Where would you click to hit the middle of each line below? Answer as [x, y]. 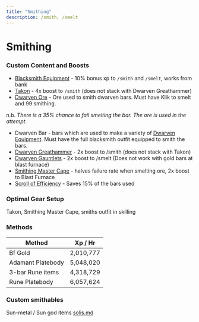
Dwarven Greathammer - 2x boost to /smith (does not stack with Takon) [103, 152]
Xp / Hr [85, 243]
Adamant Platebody [37, 262]
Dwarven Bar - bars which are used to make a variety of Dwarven [95, 133]
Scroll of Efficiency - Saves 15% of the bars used [75, 183]
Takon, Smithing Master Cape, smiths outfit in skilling [71, 212]
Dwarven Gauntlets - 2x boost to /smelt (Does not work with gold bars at [104, 158]
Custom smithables [35, 299]
